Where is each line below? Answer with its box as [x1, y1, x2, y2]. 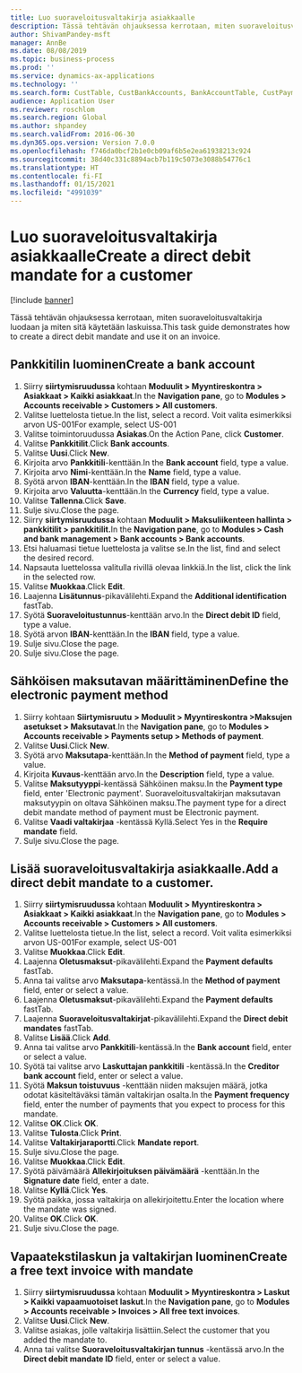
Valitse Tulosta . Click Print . [22, 1127, 122, 1139]
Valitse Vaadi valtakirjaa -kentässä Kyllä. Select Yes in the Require [22, 816, 268, 827]
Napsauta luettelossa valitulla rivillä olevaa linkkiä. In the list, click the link [22, 561, 292, 572]
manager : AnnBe [10, 38, 67, 48]
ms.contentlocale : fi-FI [10, 171, 103, 180]
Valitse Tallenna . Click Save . [22, 495, 126, 506]
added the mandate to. [22, 1334, 108, 1345]
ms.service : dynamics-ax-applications [10, 72, 155, 81]
